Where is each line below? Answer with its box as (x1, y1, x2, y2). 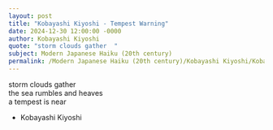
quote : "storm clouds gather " (8, 42, 118, 50)
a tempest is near (8, 97, 67, 106)
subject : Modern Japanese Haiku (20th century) (8, 50, 173, 58)
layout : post (8, 11, 53, 20)
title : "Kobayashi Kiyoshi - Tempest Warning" (8, 19, 169, 28)
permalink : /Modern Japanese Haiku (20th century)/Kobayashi (8, 58, 220, 66)
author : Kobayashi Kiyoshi (8, 34, 100, 43)
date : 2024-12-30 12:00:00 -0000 (8, 27, 122, 35)
